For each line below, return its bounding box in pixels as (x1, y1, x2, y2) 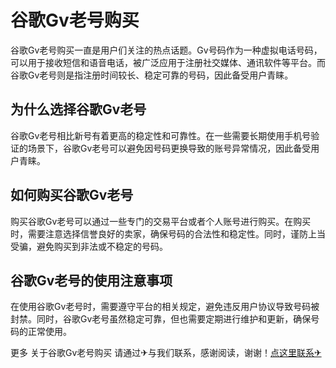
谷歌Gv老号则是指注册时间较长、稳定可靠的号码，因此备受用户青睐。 (10, 69, 294, 81)
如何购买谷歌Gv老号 (10, 187, 134, 204)
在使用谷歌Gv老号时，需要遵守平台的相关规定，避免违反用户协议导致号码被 (10, 301, 320, 313)
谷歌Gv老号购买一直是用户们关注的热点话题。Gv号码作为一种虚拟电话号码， (10, 44, 323, 56)
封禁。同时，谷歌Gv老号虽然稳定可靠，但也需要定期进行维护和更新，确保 (10, 313, 312, 325)
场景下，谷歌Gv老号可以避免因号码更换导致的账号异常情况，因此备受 (27, 142, 312, 154)
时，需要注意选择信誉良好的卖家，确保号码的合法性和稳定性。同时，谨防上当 (10, 227, 326, 240)
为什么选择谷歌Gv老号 (10, 101, 147, 118)
